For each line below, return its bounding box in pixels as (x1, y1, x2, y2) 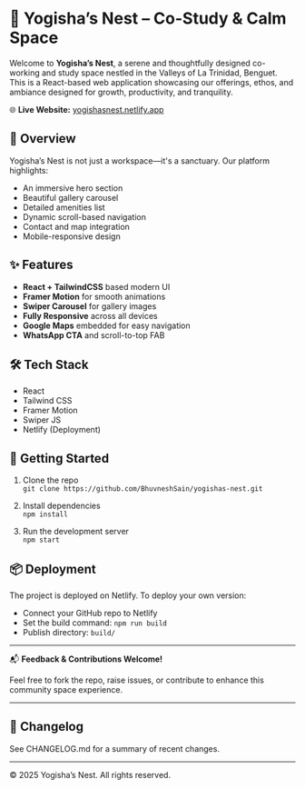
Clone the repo (22, 474, 79, 485)
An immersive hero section (22, 182, 123, 194)
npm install (22, 510, 68, 519)
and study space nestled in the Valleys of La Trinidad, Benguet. (41, 67, 279, 78)
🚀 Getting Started (9, 450, 110, 466)
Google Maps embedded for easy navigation (22, 320, 191, 331)
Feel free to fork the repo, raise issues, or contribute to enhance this (9, 674, 265, 685)
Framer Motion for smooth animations (22, 291, 166, 302)
